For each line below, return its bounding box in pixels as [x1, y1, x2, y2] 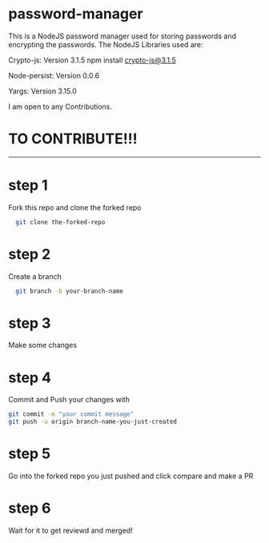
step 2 [8, 245, 51, 263]
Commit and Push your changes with [8, 395, 130, 405]
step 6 [8, 499, 51, 517]
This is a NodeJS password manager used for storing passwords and [8, 31, 236, 41]
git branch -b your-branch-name [15, 287, 124, 295]
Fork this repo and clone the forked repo [8, 202, 142, 212]
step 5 [8, 445, 51, 463]
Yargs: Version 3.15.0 [8, 86, 78, 96]
